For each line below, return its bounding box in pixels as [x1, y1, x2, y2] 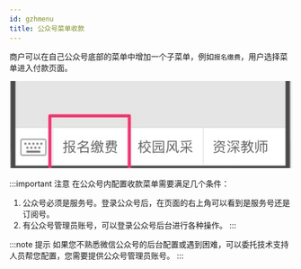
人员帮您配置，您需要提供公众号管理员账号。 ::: [9, 250, 184, 261]
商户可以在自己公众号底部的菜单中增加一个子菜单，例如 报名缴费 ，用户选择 [9, 50, 280, 62]
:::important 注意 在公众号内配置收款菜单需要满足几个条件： [9, 178, 230, 189]
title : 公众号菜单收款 [9, 23, 85, 33]
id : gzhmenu [9, 14, 54, 23]
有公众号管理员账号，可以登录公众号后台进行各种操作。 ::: [22, 220, 236, 230]
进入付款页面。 [16, 62, 73, 73]
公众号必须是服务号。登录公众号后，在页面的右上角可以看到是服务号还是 [22, 197, 290, 208]
